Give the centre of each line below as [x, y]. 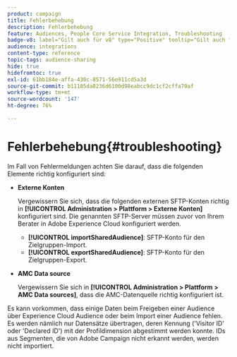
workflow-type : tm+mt [39, 92]
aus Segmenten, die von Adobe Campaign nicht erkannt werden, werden [113, 338]
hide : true [23, 66]
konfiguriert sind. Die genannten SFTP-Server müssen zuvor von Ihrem [121, 216]
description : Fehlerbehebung [50, 27]
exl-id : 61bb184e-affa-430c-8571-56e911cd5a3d [77, 79]
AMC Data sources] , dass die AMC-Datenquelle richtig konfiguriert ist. [121, 294]
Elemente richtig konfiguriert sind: [56, 174]
